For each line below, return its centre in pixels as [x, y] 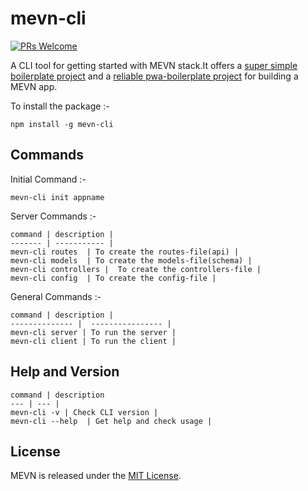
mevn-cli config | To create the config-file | [113, 278]
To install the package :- [60, 106]
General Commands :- [56, 296]
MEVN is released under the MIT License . [96, 476]
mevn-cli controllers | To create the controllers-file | [136, 269]
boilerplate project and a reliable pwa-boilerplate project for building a [154, 76]
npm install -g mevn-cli [62, 124]
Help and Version [65, 372]
